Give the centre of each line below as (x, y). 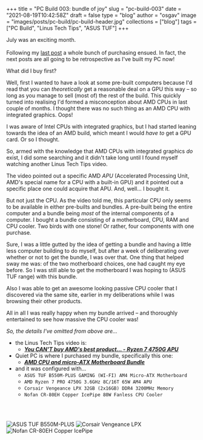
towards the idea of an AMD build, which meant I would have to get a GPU (99, 133)
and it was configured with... (51, 368)
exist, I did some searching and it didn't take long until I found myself (92, 158)
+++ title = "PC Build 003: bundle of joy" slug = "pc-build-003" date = (94, 9)
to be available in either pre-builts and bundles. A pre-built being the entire (99, 207)
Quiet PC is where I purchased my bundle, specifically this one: (94, 356)
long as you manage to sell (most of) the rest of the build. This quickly (94, 95)
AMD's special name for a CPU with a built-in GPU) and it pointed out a (95, 182)
